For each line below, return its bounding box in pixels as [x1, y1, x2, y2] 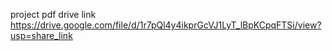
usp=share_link [10, 30, 73, 41]
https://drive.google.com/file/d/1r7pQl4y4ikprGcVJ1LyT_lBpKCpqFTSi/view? [10, 19, 322, 31]
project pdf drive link [10, 9, 97, 20]
